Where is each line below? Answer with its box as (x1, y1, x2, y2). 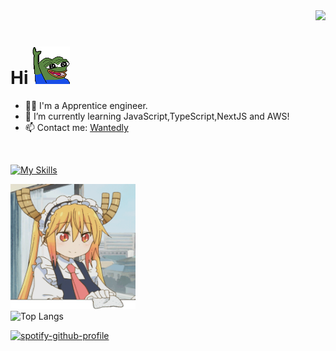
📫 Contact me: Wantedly (24, 121, 129, 133)
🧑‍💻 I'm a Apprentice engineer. (24, 99, 148, 111)
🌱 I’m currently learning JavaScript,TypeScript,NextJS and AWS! (24, 110, 290, 122)
